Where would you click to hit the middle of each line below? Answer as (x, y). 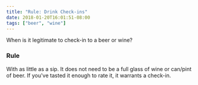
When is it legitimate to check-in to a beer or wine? (69, 40)
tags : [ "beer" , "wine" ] (36, 23)
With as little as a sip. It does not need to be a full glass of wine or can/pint (99, 69)
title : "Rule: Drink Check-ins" (47, 12)
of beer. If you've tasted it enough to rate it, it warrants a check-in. (89, 75)
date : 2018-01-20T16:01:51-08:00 (48, 17)
